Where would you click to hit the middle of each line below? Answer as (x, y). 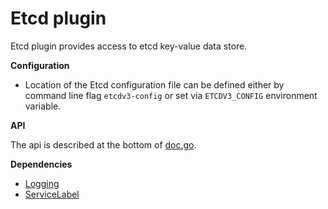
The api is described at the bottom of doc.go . (103, 144)
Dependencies (41, 164)
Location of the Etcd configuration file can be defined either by (154, 84)
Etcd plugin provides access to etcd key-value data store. (129, 46)
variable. (43, 106)
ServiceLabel (52, 194)
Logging (42, 183)
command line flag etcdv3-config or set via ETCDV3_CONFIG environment (171, 95)
